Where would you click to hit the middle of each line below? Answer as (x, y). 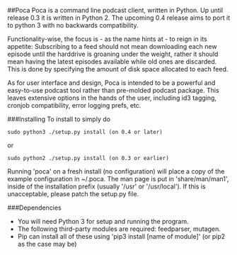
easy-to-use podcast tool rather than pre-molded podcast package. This (113, 90)
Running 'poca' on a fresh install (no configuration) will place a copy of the (116, 171)
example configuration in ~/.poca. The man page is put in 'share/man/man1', (118, 179)
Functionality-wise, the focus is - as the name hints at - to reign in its (107, 39)
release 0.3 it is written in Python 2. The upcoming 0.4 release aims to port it (119, 18)
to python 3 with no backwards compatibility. (73, 25)
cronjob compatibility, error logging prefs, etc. (74, 105)
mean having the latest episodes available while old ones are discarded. (112, 62)
